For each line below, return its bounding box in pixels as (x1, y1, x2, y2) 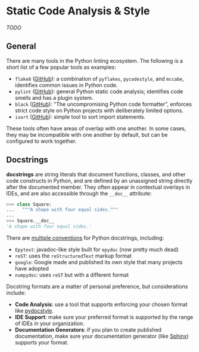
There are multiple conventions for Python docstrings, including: (6, 234, 164, 241)
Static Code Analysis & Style (6, 4, 150, 18)
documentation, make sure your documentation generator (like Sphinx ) (14, 332, 189, 339)
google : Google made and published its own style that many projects (14, 258, 183, 265)
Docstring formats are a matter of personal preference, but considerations (6, 283, 188, 290)
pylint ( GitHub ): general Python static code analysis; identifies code (14, 88, 184, 95)
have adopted (14, 265, 49, 272)
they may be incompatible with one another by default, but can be (6, 131, 168, 138)
